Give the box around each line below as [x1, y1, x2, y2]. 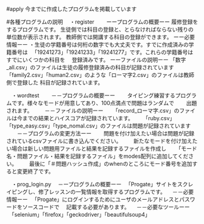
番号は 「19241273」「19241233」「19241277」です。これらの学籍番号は [11, 49, 194, 56]
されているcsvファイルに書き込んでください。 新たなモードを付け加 [6, 137, 188, 144]
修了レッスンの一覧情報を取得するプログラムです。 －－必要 [38, 188, 194, 195]
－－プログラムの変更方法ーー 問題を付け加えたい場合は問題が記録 [16, 130, 195, 137]
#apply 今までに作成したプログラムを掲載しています [6, 5, 137, 12]
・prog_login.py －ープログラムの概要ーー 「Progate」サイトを [11, 181, 178, 188]
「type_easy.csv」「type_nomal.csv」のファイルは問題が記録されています [6, 122, 191, 129]
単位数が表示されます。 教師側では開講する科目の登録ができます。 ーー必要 [6, 33, 195, 41]
